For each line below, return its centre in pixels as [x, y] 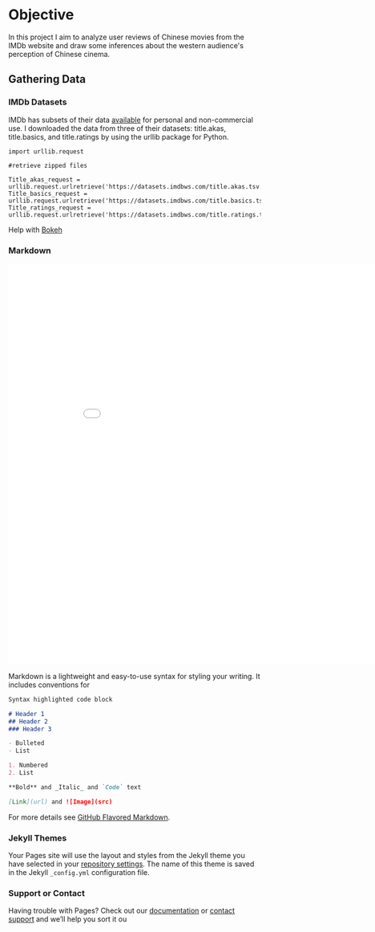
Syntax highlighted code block [60, 699]
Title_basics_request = [48, 193]
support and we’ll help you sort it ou [68, 919]
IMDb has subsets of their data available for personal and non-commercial [131, 120]
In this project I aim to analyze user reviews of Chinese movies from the [126, 37]
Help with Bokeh [35, 230]
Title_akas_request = [44, 179]
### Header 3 [30, 729]
